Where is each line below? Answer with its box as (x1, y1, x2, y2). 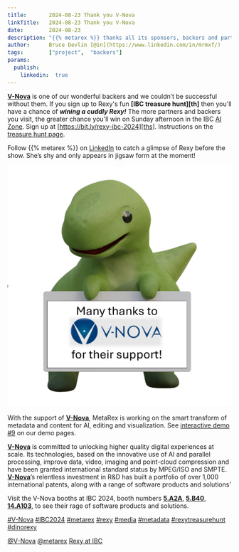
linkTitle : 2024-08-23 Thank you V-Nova (7, 18, 135, 26)
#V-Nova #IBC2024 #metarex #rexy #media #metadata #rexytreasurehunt (7, 516, 225, 524)
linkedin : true (20, 71, 69, 78)
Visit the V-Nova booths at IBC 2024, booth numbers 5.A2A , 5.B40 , (7, 494, 206, 503)
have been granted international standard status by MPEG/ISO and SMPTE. (7, 465, 228, 474)
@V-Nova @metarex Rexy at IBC (7, 537, 103, 546)
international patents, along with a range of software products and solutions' (7, 480, 232, 489)
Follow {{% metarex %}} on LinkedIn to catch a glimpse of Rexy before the (7, 143, 225, 152)
